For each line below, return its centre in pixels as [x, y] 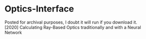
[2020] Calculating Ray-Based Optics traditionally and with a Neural [73, 27]
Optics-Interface [39, 9]
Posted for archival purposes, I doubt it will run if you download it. [71, 22]
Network [13, 32]
